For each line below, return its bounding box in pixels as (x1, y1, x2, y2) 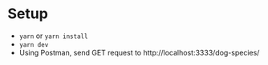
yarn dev (18, 40, 49, 48)
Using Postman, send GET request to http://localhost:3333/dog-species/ (18, 48, 260, 57)
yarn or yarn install (18, 31, 88, 40)
